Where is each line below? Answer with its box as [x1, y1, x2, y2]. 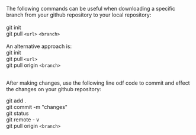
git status [6, 110, 29, 117]
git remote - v [6, 116, 40, 123]
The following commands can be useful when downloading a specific [6, 5, 176, 12]
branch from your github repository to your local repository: [6, 11, 152, 18]
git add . [6, 97, 27, 104]
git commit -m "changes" [6, 104, 68, 110]
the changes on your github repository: [6, 86, 102, 92]
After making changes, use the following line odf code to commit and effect [6, 79, 191, 86]
